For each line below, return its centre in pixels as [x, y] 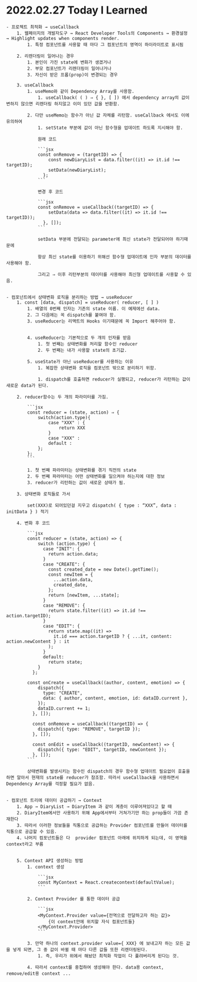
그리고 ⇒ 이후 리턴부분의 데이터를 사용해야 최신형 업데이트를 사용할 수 [111, 274]
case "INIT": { [62, 549]
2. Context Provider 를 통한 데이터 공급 [74, 899]
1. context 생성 [46, 867]
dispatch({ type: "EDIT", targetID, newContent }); [102, 750]
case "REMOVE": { [64, 605]
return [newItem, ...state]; [84, 595]
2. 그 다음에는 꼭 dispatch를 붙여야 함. [72, 315]
